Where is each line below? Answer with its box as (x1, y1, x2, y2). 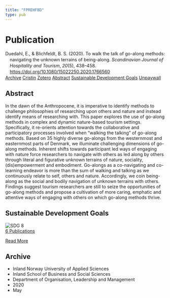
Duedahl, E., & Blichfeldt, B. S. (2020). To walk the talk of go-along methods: (5, 51, 165, 57)
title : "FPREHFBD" (5, 7, 44, 13)
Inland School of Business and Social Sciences (12, 271, 111, 277)
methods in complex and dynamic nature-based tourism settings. (5, 119, 142, 125)
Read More (5, 238, 28, 244)
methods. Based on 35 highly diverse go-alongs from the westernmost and (5, 135, 162, 141)
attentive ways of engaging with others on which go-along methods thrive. (5, 194, 161, 200)
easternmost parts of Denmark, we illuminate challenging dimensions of (5, 140, 156, 146)
